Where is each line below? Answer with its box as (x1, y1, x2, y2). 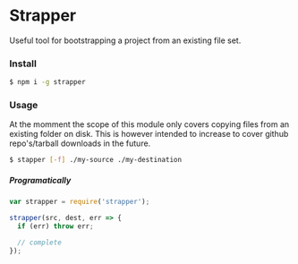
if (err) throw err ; (17, 222, 94, 231)
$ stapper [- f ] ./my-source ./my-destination (9, 156, 182, 165)
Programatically (9, 175, 72, 185)
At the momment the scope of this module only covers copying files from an (9, 119, 290, 130)
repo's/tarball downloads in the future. (9, 138, 151, 149)
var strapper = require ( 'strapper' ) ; (9, 198, 150, 207)
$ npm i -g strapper (9, 78, 87, 87)
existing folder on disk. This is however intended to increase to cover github (9, 129, 289, 140)
